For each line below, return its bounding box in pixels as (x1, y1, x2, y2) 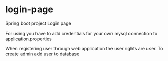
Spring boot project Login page (5, 20, 71, 26)
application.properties (5, 36, 52, 42)
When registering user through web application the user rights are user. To (5, 45, 163, 51)
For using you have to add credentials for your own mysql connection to (5, 30, 158, 36)
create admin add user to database (5, 51, 80, 57)
